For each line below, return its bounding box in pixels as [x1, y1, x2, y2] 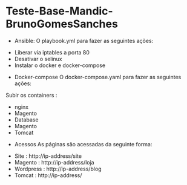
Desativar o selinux [14, 55, 63, 62]
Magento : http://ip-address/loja [14, 158, 94, 166]
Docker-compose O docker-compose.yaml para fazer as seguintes [14, 73, 182, 80]
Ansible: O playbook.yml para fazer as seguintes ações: [14, 37, 154, 44]
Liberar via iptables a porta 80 [14, 48, 90, 56]
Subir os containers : [5, 91, 57, 99]
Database [14, 116, 39, 123]
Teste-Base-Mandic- [5, 4, 113, 18]
